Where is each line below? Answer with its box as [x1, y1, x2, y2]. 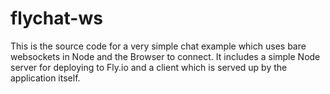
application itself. [10, 72, 81, 84]
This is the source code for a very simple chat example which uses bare [10, 40, 307, 52]
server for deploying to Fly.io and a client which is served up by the [10, 61, 288, 73]
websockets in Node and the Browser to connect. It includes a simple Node [10, 50, 321, 62]
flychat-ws [10, 7, 103, 30]
